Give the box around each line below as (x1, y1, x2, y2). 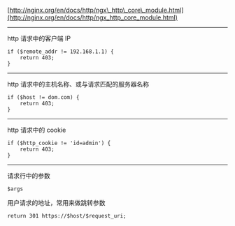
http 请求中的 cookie (7, 126, 66, 134)
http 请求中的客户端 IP (7, 34, 71, 43)
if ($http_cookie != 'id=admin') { (7, 140, 111, 146)
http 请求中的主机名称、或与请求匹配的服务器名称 (7, 80, 149, 88)
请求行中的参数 (7, 172, 50, 180)
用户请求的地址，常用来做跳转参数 (7, 199, 106, 206)
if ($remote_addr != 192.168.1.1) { (7, 48, 114, 55)
